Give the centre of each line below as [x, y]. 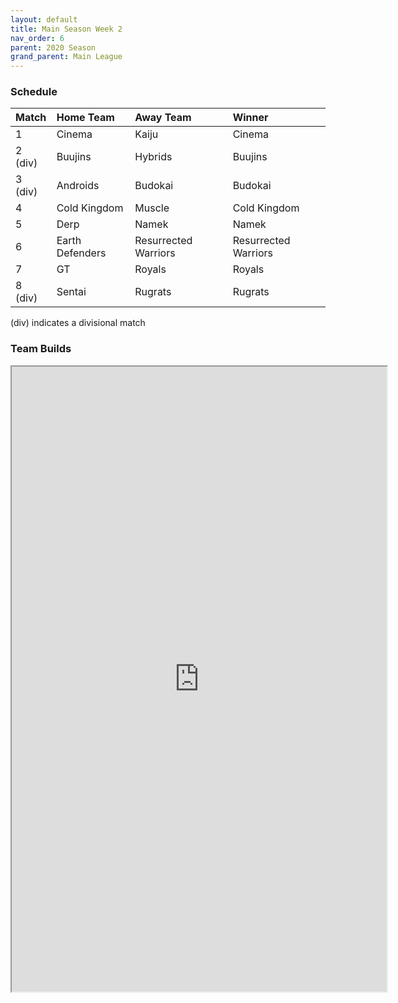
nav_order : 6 [37, 38]
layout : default [44, 19]
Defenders [81, 253]
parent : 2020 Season [53, 47]
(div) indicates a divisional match [78, 323]
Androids [78, 186]
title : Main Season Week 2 [66, 29]
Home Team [85, 118]
